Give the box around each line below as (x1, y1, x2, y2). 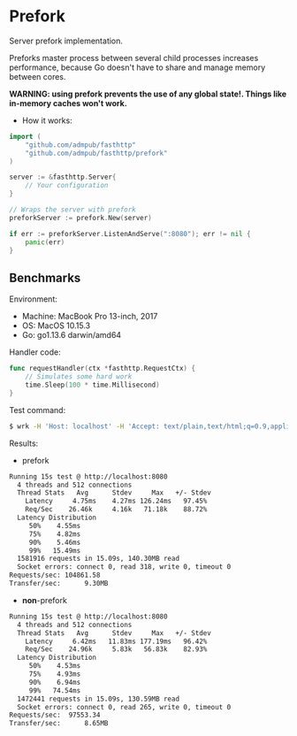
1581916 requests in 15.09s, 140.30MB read (17, 555, 179, 563)
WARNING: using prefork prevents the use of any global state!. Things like (9, 88, 287, 99)
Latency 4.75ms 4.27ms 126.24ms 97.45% (25, 497, 208, 506)
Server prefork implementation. (9, 35, 124, 46)
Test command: (9, 404, 66, 415)
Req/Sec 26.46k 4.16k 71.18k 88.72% (25, 505, 208, 514)
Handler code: (9, 347, 62, 357)
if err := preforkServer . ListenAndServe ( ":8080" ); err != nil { (9, 229, 251, 238)
